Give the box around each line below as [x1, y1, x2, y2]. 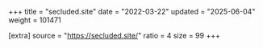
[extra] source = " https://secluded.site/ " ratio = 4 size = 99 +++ [8, 31, 220, 40]
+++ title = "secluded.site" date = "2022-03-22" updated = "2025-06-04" [8, 7, 256, 16]
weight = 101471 [8, 15, 62, 25]
